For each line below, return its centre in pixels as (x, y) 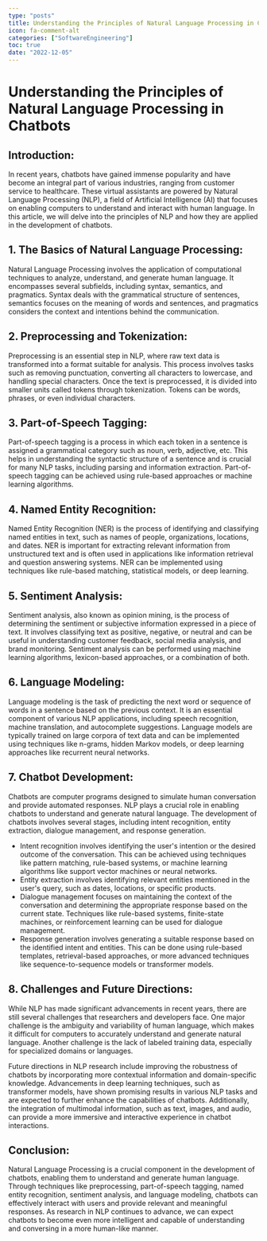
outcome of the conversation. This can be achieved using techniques (133, 854)
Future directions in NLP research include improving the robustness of (123, 1066)
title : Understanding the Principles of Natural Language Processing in (131, 23)
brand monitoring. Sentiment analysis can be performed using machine (125, 649)
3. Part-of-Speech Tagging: (78, 423)
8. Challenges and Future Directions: (101, 989)
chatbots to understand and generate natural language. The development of (133, 814)
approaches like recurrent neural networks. (79, 752)
